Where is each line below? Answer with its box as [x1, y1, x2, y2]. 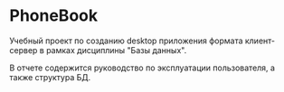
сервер [9, 44, 38, 55]
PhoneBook [9, 5, 98, 26]
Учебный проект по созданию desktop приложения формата [9, 35, 243, 46]
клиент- [244, 35, 276, 46]
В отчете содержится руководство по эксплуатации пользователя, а [9, 62, 276, 73]
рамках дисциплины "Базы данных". [46, 44, 187, 55]
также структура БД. [9, 71, 91, 82]
